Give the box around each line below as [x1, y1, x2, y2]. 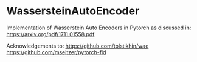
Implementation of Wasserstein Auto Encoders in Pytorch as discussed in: [6, 24, 192, 31]
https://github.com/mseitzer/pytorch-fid [6, 48, 106, 55]
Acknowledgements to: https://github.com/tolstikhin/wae [6, 42, 149, 49]
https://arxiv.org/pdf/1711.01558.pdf [6, 30, 95, 37]
